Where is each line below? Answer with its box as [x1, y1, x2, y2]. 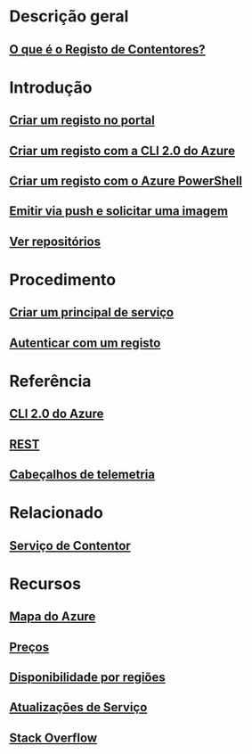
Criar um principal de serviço [9, 305, 175, 320]
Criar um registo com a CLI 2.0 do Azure [9, 143, 236, 158]
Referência [9, 371, 92, 391]
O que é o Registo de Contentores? [9, 42, 207, 57]
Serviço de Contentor [9, 537, 131, 553]
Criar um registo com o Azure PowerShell [9, 173, 243, 188]
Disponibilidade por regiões [9, 669, 167, 684]
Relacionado [9, 503, 104, 523]
